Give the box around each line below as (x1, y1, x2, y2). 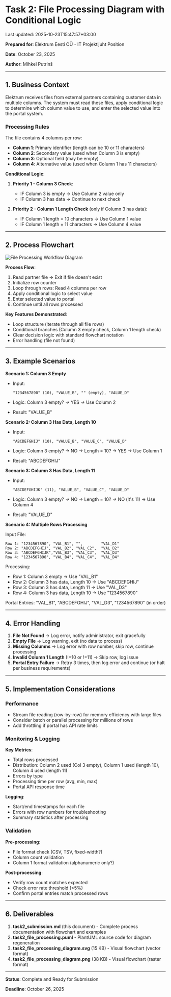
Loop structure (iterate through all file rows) (12, 321, 104, 327)
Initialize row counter (12, 279, 57, 285)
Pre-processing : (5, 839, 41, 845)
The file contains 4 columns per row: (5, 135, 82, 141)
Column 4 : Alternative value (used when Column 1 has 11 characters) (12, 161, 157, 167)
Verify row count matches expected (12, 879, 88, 885)
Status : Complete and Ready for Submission (5, 976, 99, 982)
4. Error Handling (5, 619, 61, 628)
